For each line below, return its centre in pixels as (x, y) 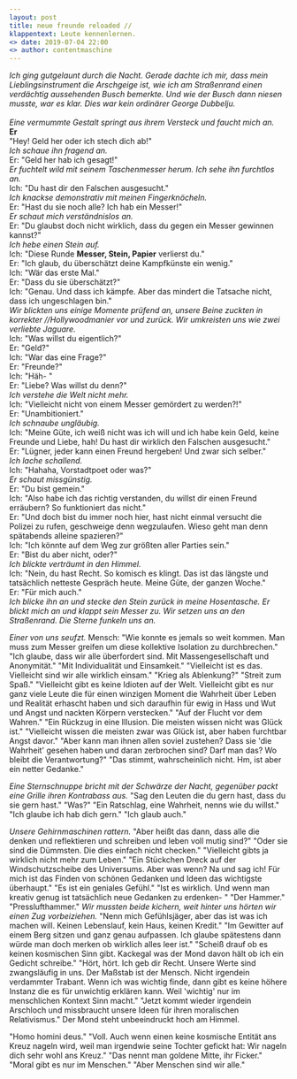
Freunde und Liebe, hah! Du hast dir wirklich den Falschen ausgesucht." (140, 442)
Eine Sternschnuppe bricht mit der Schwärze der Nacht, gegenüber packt (144, 786)
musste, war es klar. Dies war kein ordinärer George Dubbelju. (122, 103)
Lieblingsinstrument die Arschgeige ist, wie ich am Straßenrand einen (136, 85)
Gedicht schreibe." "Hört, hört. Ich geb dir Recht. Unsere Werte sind (133, 963)
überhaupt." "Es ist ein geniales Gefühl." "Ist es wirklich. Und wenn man (140, 888)
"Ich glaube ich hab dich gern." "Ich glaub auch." (98, 815)
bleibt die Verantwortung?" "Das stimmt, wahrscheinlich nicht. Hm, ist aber (145, 760)
